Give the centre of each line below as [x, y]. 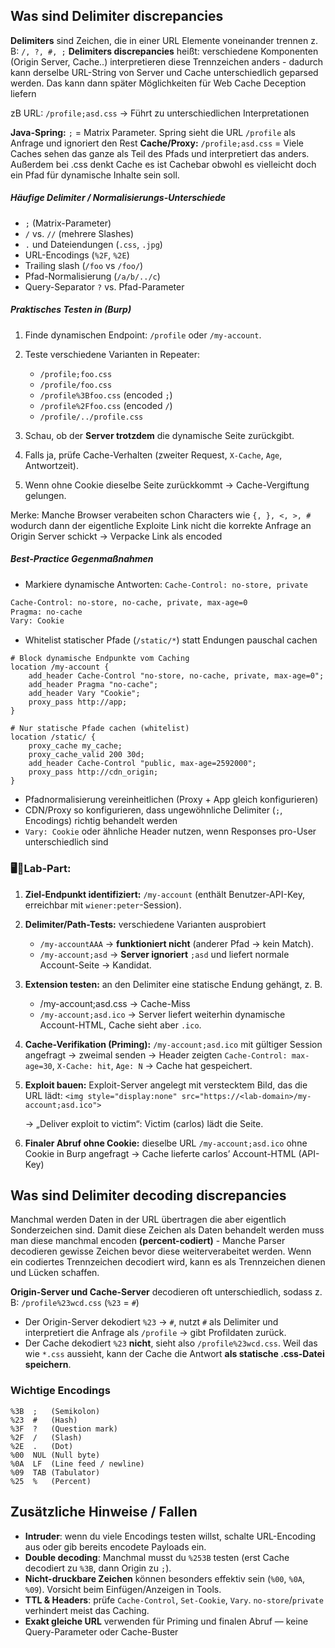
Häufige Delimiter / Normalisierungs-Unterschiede [118, 198]
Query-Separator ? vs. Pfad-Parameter [104, 286]
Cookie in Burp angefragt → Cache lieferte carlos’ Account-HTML [160, 1153]
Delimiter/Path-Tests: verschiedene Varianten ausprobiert [145, 924]
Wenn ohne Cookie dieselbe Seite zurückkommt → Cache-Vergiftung [167, 485]
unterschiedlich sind [66, 842]
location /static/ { [53, 737]
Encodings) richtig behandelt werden [101, 821]
